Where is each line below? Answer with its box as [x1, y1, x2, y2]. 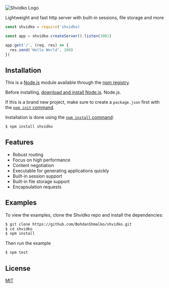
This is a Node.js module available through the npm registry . [5, 79, 130, 86]
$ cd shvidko [5, 226, 33, 231]
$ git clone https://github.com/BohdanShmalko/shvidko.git [5, 222, 132, 227]
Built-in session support [12, 173, 63, 179]
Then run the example [5, 240, 51, 246]
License [5, 264, 31, 273]
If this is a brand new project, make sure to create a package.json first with [5, 99, 160, 105]
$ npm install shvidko [5, 124, 53, 129]
